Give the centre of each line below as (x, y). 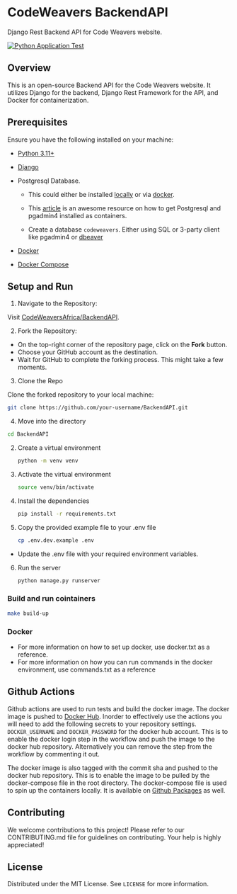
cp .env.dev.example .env (56, 540)
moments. (32, 367)
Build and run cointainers (51, 599)
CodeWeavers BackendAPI (88, 12)
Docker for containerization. (48, 100)
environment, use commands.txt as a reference (86, 669)
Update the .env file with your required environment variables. (108, 554)
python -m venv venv (48, 461)
